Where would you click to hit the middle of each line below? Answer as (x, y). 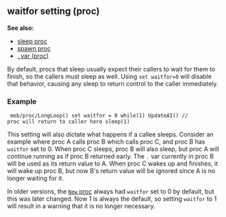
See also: (21, 27)
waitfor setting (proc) (53, 11)
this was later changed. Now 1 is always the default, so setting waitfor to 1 (112, 199)
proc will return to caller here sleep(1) (68, 122)
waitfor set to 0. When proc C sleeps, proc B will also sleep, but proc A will (113, 149)
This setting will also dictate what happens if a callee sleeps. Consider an (110, 135)
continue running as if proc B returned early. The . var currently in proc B (111, 157)
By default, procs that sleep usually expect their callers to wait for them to (111, 69)
